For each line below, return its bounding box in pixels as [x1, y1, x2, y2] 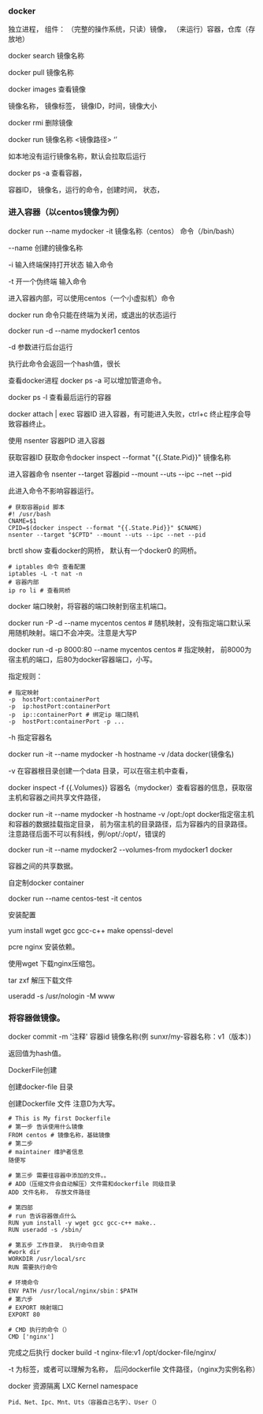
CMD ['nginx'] [8, 1333, 55, 1341]
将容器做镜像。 [8, 1012, 65, 1023]
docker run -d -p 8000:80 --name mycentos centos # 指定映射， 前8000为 [8, 644, 252, 654]
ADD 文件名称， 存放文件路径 [8, 1188, 91, 1196]
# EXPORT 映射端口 [8, 1304, 64, 1311]
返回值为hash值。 [8, 1048, 65, 1058]
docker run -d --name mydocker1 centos [8, 326, 140, 335]
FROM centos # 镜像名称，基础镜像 [8, 1131, 111, 1139]
